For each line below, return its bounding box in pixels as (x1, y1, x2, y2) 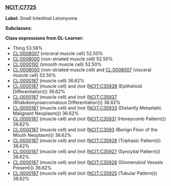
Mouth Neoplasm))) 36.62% (12, 132, 72, 138)
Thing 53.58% (12, 45, 43, 51)
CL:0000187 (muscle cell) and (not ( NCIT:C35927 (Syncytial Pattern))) (12, 149, 161, 155)
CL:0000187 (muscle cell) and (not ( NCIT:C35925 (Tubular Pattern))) (12, 170, 157, 176)
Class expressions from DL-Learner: (5, 35, 84, 42)
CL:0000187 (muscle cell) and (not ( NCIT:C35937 (12, 94, 117, 100)
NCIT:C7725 (5, 4, 37, 11)
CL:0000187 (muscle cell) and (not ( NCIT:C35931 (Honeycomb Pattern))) (12, 116, 166, 122)
